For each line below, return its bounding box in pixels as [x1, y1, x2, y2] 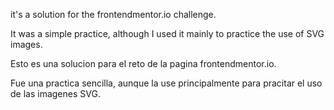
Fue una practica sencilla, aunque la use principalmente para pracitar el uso [10, 77, 323, 89]
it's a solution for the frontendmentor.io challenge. [10, 9, 217, 20]
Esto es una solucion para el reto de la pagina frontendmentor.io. [10, 58, 277, 69]
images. [10, 39, 43, 50]
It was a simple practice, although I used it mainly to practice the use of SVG [10, 28, 325, 39]
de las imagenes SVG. [10, 88, 101, 99]
